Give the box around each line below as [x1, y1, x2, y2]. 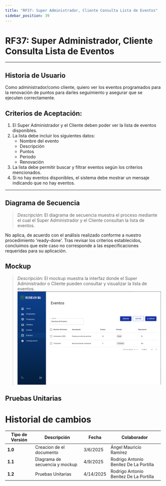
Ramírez [110, 449, 127, 455]
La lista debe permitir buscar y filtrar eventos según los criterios [12, 164, 143, 170]
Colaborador [121, 434, 148, 440]
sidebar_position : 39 [5, 13, 50, 18]
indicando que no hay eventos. [12, 180, 76, 186]
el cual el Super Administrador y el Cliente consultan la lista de [17, 217, 145, 223]
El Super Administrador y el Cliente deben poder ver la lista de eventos [12, 122, 157, 128]
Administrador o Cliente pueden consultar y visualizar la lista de [17, 281, 147, 286]
